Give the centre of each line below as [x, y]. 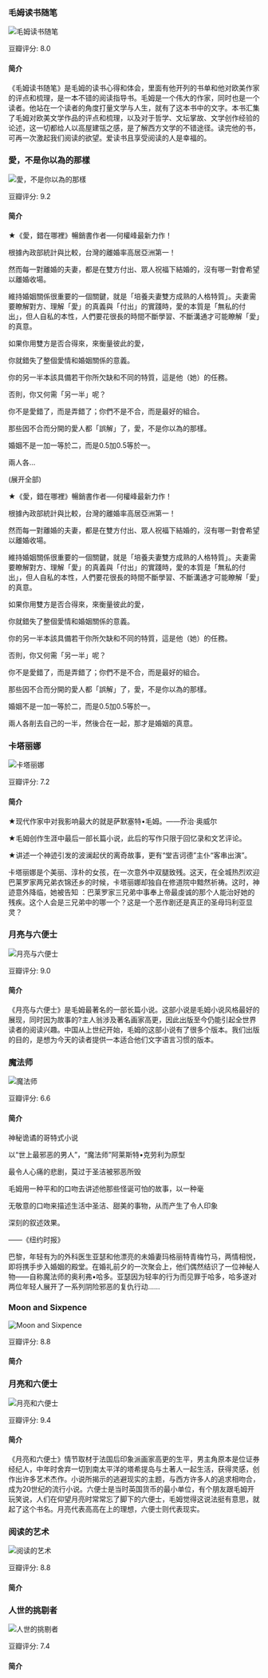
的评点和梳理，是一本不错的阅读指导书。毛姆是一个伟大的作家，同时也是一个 [134, 98]
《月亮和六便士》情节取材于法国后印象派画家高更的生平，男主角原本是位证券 [134, 1459]
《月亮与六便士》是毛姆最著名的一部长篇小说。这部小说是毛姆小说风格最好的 [134, 1010]
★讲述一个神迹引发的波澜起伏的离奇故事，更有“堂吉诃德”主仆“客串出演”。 [130, 855]
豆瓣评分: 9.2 [30, 196]
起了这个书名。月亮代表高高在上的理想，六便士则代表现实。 [106, 1508]
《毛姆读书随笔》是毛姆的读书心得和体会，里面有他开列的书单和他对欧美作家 [134, 88]
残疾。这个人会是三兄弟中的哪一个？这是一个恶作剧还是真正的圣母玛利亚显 [130, 902]
